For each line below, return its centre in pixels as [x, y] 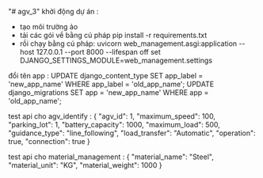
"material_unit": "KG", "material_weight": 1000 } [85, 165]
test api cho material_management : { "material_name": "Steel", [111, 157]
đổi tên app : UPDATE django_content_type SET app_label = [106, 76]
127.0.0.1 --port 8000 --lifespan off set [98, 52]
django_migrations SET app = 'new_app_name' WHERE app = [109, 93]
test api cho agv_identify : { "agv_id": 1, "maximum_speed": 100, [112, 116]
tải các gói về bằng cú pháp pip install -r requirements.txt [113, 35]
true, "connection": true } [49, 141]
